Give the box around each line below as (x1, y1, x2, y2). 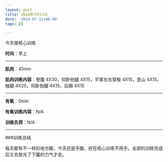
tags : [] (5, 21, 23, 26)
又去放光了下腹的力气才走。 (9, 151, 66, 157)
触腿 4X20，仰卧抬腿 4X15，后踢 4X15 (5, 83, 84, 89)
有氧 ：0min (5, 98, 29, 104)
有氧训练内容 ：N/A (5, 108, 44, 115)
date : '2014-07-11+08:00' (5, 16, 59, 21)
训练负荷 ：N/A (5, 119, 35, 125)
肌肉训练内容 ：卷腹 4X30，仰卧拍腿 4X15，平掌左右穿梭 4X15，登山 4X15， (5, 76, 161, 82)
